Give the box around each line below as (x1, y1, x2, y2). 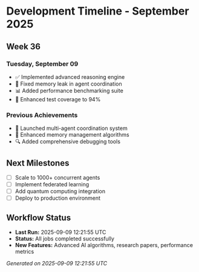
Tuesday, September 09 (6, 59, 79, 68)
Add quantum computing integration (15, 188, 106, 195)
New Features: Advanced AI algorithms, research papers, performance (15, 242, 194, 249)
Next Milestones (6, 158, 70, 168)
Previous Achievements (6, 110, 78, 119)
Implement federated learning (15, 181, 90, 188)
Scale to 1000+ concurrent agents (15, 174, 100, 181)
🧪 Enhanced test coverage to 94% (15, 95, 101, 103)
